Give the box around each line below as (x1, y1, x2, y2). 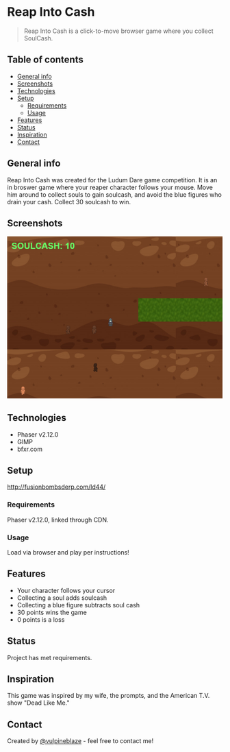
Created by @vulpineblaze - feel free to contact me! (7, 737, 154, 745)
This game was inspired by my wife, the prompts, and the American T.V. (7, 692, 210, 700)
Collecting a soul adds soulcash (16, 594, 107, 602)
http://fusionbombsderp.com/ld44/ (7, 483, 106, 491)
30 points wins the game (16, 608, 87, 616)
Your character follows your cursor (16, 586, 116, 594)
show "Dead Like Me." (7, 699, 70, 707)
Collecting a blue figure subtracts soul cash (16, 601, 140, 609)
